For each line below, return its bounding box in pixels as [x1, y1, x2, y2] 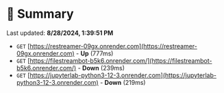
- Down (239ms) [77, 64, 125, 72]
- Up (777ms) [75, 49, 114, 57]
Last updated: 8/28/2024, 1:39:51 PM [6, 29, 114, 37]
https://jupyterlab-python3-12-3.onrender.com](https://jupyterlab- [29, 71, 217, 79]
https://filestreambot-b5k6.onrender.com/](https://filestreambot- [29, 56, 212, 64]
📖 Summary [6, 6, 74, 22]
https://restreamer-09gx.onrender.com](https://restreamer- [29, 42, 198, 50]
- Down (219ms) [99, 78, 146, 86]
